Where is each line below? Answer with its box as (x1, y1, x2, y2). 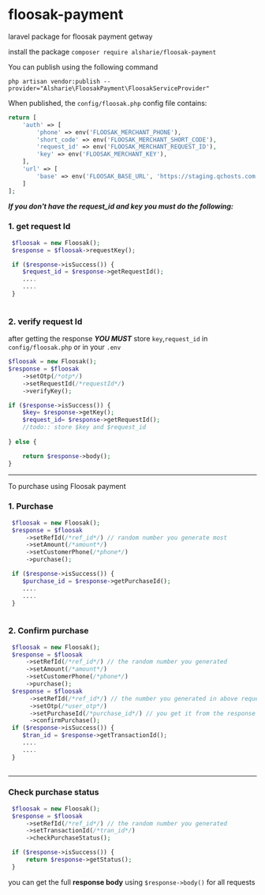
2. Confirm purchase (8, 626, 89, 637)
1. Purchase (8, 501, 54, 512)
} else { (8, 438, 37, 446)
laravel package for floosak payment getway (8, 32, 153, 41)
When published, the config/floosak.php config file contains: (8, 98, 207, 107)
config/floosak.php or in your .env (8, 342, 121, 352)
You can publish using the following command (8, 62, 159, 72)
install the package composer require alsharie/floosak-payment (8, 47, 217, 56)
